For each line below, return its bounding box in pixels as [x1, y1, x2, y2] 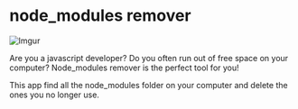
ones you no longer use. [9, 89, 99, 100]
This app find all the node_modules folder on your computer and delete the [9, 79, 288, 90]
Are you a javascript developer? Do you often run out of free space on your [9, 52, 289, 63]
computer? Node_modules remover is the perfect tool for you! [9, 62, 239, 73]
